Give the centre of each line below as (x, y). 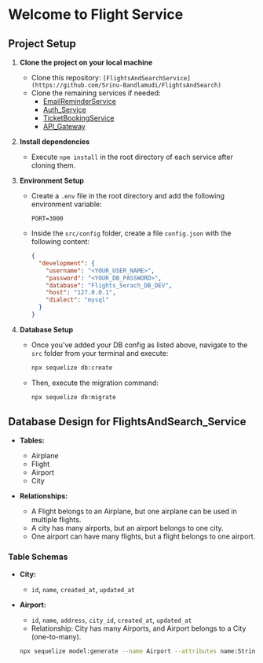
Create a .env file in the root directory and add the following (128, 196)
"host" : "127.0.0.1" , (81, 293)
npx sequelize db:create (72, 368)
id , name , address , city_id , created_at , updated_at (111, 620)
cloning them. (53, 165)
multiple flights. (56, 520)
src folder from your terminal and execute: (100, 353)
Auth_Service (64, 109)
